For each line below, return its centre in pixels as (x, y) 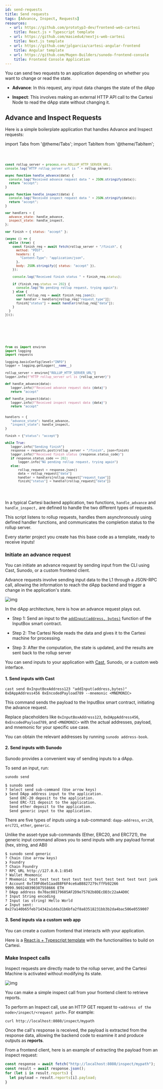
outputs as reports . (25, 1041)
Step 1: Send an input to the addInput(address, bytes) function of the (82, 618)
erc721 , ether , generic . (28, 825)
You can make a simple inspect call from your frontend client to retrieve (77, 993)
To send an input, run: (27, 768)
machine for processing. (36, 638)
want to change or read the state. (38, 78)
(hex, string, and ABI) (26, 845)
